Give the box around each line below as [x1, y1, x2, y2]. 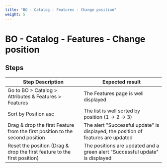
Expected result [102, 78, 141, 85]
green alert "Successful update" [83, 148, 159, 155]
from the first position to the [7, 128, 73, 135]
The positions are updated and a [83, 142, 160, 149]
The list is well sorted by [83, 107, 141, 114]
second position [7, 134, 45, 141]
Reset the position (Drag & [7, 142, 69, 149]
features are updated [83, 134, 133, 141]
